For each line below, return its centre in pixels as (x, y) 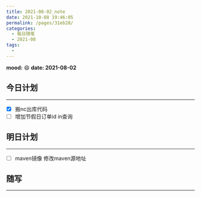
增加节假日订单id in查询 (44, 116)
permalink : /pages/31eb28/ (40, 23)
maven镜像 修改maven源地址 (51, 158)
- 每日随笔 (23, 34)
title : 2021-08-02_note (36, 12)
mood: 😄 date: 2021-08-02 (41, 67)
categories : (21, 28)
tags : (13, 45)
